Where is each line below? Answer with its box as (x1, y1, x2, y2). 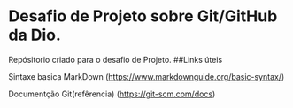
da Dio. (8, 25, 61, 45)
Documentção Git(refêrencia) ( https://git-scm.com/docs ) (8, 89, 216, 99)
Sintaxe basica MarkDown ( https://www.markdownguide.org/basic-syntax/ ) (8, 71, 285, 81)
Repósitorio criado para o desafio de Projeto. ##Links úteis (8, 54, 223, 65)
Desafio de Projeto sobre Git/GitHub (8, 6, 278, 27)
